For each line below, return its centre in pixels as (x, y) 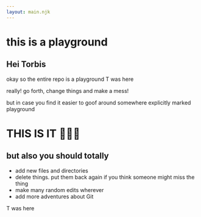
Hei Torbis (26, 64)
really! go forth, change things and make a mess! (68, 91)
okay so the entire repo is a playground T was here (70, 79)
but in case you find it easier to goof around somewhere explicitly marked (99, 102)
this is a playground (57, 42)
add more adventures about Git (54, 196)
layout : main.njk (28, 12)
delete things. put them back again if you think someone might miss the (105, 177)
